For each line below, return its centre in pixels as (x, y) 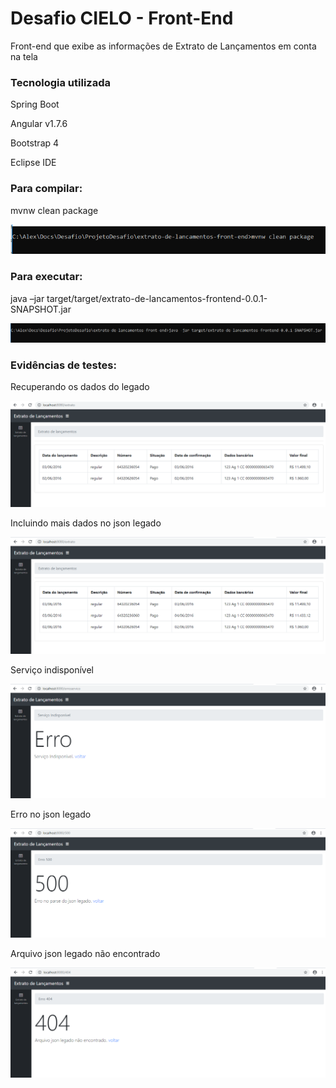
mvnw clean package (54, 210)
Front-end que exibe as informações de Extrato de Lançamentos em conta (163, 46)
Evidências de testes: (63, 365)
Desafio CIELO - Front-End (122, 18)
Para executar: (46, 277)
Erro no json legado (51, 814)
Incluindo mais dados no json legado (86, 523)
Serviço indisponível (52, 669)
